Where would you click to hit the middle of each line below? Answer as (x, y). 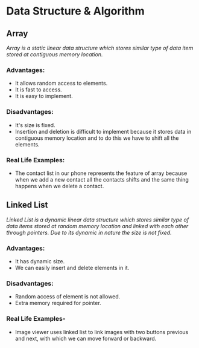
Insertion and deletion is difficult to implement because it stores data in (103, 131)
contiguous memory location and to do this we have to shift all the (97, 138)
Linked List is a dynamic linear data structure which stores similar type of (98, 220)
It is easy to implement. (44, 96)
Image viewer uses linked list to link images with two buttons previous (102, 332)
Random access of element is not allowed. (68, 297)
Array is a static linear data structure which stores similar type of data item (100, 48)
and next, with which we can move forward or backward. (86, 338)
